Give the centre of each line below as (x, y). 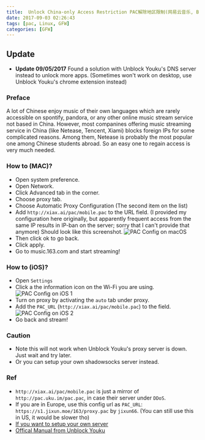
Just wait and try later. (43, 355)
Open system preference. (47, 179)
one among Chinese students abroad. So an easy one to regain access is (99, 144)
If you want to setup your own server (62, 423)
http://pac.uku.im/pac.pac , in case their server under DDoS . (91, 398)
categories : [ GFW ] (30, 29)
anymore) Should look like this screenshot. (69, 231)
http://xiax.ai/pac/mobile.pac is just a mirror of (77, 391)
